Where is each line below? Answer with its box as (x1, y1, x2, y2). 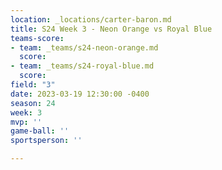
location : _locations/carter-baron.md (10, 14, 172, 25)
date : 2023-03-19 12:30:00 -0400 (10, 89, 150, 99)
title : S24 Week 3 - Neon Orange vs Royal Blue (10, 24, 213, 34)
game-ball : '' (10, 126, 70, 136)
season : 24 (10, 98, 56, 108)
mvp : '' (10, 117, 43, 127)
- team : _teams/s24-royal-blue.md (10, 61, 155, 71)
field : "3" (10, 80, 56, 90)
